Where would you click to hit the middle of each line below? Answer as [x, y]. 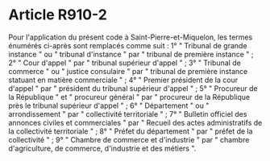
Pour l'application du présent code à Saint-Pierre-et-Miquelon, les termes [131, 37]
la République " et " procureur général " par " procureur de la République [129, 97]
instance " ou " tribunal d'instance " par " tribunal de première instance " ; [131, 54]
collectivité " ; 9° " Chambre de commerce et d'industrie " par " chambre [129, 139]
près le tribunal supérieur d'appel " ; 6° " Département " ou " [109, 105]
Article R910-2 [58, 15]
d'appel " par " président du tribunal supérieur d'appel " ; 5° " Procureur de [133, 88]
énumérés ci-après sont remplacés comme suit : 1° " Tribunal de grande [128, 45]
